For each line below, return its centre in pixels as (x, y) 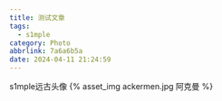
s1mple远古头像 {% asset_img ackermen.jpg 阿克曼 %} (111, 86)
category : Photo (40, 43)
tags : (19, 26)
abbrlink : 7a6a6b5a (46, 51)
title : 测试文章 (37, 18)
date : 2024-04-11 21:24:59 (60, 60)
